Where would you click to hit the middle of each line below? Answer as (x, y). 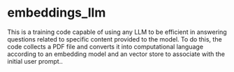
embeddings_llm (57, 13)
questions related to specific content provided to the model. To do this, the (115, 39)
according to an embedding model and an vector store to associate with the (116, 54)
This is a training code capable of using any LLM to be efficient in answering (117, 32)
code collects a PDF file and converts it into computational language (105, 46)
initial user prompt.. (35, 61)
